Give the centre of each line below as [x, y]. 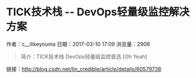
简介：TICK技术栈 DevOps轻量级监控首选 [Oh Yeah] [84, 56]
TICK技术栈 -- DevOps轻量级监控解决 [98, 12]
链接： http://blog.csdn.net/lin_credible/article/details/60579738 [84, 69]
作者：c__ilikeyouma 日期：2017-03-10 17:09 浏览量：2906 [78, 44]
